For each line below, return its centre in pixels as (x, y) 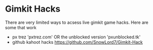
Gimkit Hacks (33, 9)
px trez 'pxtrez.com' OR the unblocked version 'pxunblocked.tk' (76, 37)
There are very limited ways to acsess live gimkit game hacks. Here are (77, 22)
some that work (21, 27)
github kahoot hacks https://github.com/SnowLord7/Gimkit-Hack (77, 42)
